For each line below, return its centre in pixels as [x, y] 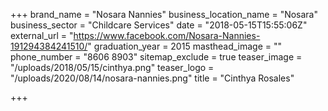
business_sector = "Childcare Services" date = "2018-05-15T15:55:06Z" [159, 25]
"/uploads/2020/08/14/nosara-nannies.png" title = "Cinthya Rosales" [152, 78]
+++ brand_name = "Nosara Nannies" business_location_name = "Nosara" [164, 14]
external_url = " [42, 35]
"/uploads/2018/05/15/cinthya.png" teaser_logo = [112, 67]
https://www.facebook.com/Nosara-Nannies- [167, 35]
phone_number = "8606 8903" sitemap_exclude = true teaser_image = [156, 57]
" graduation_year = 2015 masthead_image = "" [185, 46]
